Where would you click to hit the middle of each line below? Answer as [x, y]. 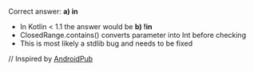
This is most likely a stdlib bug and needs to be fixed [106, 43]
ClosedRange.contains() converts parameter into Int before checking [133, 35]
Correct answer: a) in [43, 11]
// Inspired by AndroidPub [51, 59]
